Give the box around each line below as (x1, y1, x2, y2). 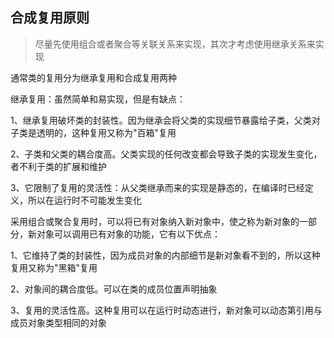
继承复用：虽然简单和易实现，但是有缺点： (10, 93, 186, 105)
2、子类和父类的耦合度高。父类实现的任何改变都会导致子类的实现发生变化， (10, 148, 323, 160)
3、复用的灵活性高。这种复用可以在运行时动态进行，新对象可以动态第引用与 (10, 304, 323, 316)
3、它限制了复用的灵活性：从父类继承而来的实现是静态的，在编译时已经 (10, 181, 305, 193)
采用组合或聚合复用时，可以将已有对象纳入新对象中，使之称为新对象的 (10, 215, 300, 227)
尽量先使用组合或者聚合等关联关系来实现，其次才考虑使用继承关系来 (34, 38, 316, 50)
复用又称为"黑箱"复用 (10, 261, 98, 273)
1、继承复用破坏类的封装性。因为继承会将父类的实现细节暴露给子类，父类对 (10, 114, 321, 126)
